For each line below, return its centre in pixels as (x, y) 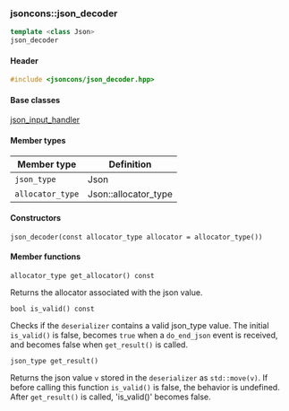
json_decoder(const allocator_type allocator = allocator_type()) (136, 237)
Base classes (35, 100)
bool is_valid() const (52, 309)
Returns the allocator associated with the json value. (106, 292)
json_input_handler (45, 120)
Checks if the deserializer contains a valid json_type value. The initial (140, 325)
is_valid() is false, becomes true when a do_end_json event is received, (144, 335)
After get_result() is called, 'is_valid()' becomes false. (110, 397)
